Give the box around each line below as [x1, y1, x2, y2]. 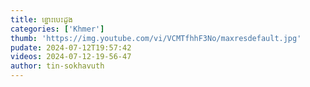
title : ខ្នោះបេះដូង [10, 14, 73, 25]
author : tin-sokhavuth [10, 61, 105, 71]
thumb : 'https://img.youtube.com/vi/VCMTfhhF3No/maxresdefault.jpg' [10, 33, 302, 43]
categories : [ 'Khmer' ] [10, 24, 105, 34]
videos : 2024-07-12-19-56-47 [10, 52, 132, 62]
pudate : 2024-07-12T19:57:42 [10, 42, 132, 53]
